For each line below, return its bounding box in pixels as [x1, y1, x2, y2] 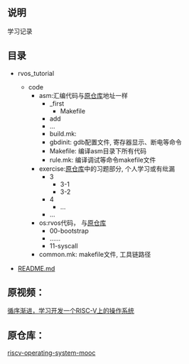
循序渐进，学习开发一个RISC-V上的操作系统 [7, 307, 135, 315]
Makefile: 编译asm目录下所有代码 [49, 146, 147, 155]
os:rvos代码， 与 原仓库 [38, 219, 107, 227]
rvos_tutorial [17, 69, 55, 77]
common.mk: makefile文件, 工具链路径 [38, 250, 151, 258]
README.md [17, 264, 55, 272]
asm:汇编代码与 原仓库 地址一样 [38, 91, 128, 99]
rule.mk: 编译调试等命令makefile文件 [49, 155, 156, 164]
